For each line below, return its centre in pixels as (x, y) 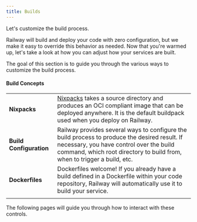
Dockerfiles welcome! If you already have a (116, 168)
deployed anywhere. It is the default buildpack (121, 112)
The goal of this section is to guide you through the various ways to (87, 64)
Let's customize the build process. (48, 28)
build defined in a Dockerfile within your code (120, 176)
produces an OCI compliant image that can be (120, 105)
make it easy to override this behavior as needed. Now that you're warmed (96, 46)
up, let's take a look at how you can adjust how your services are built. (91, 52)
